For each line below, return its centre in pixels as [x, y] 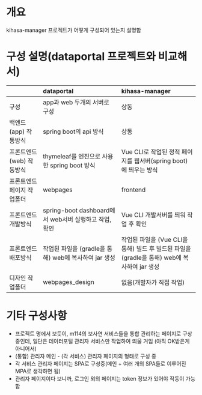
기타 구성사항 [37, 316]
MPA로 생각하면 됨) [38, 371]
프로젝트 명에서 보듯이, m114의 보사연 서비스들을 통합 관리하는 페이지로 [98, 333]
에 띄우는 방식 [139, 170]
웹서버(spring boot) [161, 161]
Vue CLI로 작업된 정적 [151, 152]
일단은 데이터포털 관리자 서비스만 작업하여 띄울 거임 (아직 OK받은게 [111, 341]
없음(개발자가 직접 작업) [153, 282]
